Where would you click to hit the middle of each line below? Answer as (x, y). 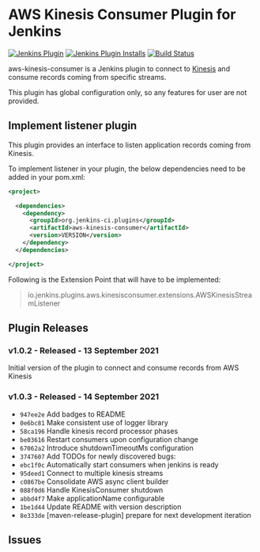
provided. (24, 101)
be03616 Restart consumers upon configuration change (109, 439)
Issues (25, 540)
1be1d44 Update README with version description (100, 506)
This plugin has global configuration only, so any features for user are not (128, 92)
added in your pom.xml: (47, 177)
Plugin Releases (49, 328)
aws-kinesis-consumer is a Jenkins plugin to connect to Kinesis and (119, 68)
